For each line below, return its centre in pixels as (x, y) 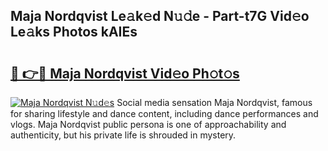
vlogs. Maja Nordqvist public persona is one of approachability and (148, 124)
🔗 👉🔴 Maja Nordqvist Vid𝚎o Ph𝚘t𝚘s (125, 73)
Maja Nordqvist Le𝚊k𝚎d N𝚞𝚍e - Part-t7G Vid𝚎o (160, 16)
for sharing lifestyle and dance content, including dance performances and (164, 113)
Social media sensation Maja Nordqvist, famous (214, 102)
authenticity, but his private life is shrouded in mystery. (123, 135)
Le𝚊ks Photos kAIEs (74, 32)
